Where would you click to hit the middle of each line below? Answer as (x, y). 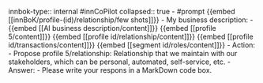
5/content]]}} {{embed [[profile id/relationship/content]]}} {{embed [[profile (131, 36)
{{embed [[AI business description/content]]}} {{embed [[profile (112, 28)
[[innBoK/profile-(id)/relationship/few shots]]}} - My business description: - (131, 20)
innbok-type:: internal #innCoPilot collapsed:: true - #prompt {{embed (122, 11)
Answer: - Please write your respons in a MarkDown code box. (110, 70)
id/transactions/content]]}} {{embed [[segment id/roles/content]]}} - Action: (131, 45)
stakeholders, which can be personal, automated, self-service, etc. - (120, 62)
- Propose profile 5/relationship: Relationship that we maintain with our (123, 53)
